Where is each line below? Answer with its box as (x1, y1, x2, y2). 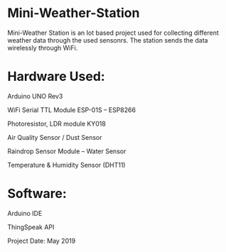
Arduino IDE (7, 209, 43, 217)
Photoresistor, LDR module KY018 (7, 119, 107, 128)
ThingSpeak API (7, 222, 55, 231)
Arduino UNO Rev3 (7, 92, 63, 100)
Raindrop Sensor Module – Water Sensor (7, 147, 127, 155)
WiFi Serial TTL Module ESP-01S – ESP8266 (7, 105, 136, 114)
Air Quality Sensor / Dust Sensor (7, 133, 102, 141)
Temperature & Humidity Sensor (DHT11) (7, 160, 126, 169)
